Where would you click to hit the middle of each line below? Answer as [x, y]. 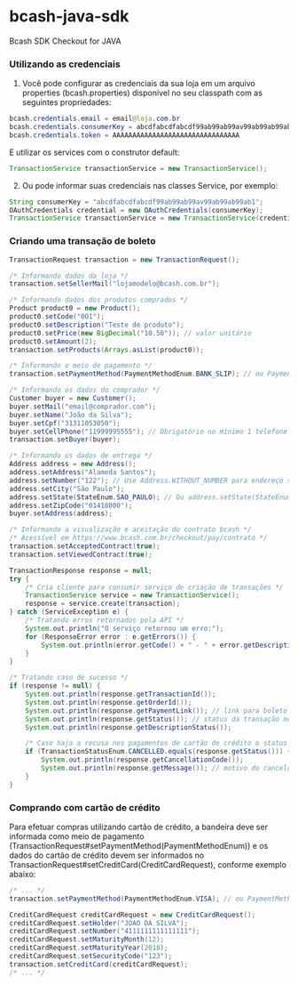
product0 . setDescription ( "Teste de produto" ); [97, 325]
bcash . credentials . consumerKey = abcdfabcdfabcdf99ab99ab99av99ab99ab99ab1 [152, 127]
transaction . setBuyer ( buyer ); [65, 440]
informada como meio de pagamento [77, 836]
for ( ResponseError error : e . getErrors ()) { [111, 637]
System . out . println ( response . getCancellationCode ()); [142, 760]
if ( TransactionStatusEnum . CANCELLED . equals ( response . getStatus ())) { [158, 752]
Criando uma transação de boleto [82, 241]
